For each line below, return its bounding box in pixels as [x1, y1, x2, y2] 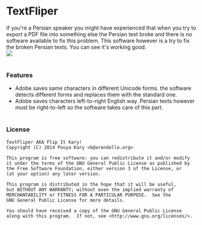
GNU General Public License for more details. [6, 197, 125, 203]
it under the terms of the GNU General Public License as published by [6, 160, 190, 166]
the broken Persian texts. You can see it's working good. [6, 43, 147, 51]
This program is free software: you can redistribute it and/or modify [6, 155, 190, 161]
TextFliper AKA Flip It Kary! [6, 139, 83, 145]
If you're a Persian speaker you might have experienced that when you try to [6, 24, 197, 31]
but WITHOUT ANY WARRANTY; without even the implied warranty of [6, 186, 174, 192]
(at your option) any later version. [6, 171, 101, 177]
